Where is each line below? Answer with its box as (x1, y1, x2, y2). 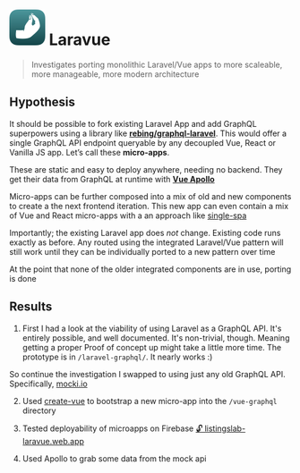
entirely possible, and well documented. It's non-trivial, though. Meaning (21, 332, 290, 343)
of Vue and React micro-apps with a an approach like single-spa (9, 210, 247, 221)
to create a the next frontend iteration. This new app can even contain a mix (9, 200, 289, 211)
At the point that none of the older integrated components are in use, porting (9, 264, 292, 275)
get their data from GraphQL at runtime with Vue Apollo (9, 173, 215, 184)
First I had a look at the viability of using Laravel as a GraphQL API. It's (21, 323, 282, 334)
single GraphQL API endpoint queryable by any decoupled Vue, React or (9, 137, 276, 148)
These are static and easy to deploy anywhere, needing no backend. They (9, 164, 283, 174)
